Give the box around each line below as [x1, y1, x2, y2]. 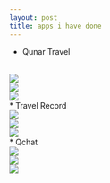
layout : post [9, 13, 58, 22]
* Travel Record [9, 100, 67, 110]
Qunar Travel [21, 46, 71, 57]
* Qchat [9, 136, 38, 147]
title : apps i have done [9, 22, 102, 30]
